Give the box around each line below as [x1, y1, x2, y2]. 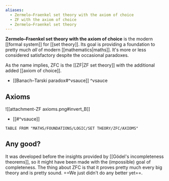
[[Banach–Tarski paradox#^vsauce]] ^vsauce [12, 77, 108, 84]
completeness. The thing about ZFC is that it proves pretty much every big [5, 164, 162, 170]
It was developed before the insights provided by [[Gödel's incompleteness [5, 153, 164, 159]
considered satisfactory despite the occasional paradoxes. [5, 52, 129, 58]
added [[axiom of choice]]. [5, 68, 62, 74]
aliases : [5, 7, 24, 13]
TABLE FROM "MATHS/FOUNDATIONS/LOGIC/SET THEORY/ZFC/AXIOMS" [5, 126, 139, 131]
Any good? [5, 139, 41, 149]
